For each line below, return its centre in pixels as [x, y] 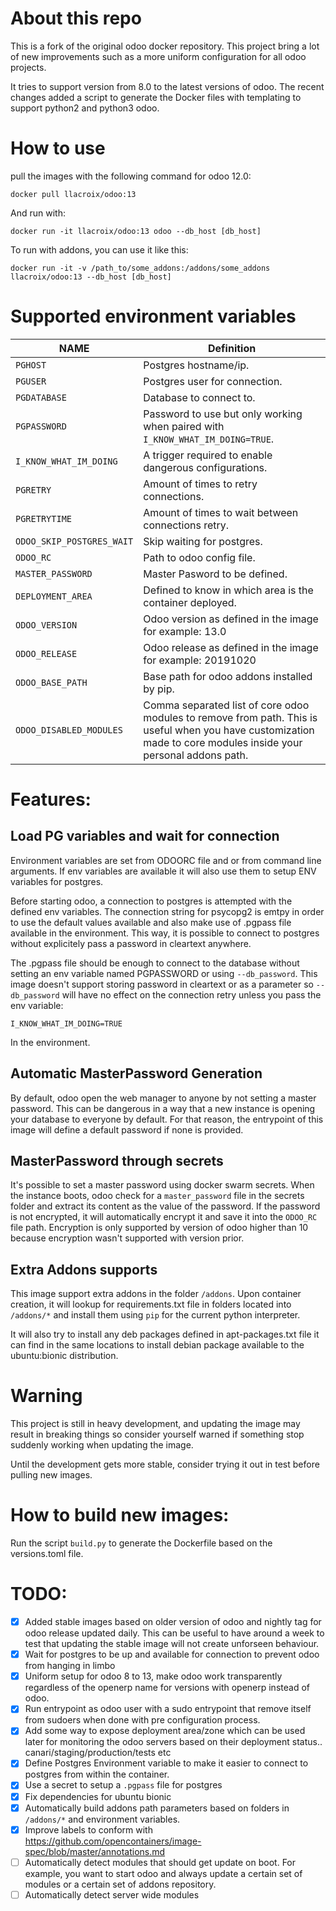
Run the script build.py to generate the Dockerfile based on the [141, 1543]
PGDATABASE [41, 397]
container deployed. [190, 602]
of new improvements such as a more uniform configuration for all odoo [158, 56]
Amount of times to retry [200, 484]
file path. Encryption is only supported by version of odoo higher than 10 [159, 1228]
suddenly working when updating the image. [102, 1445]
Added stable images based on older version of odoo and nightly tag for [173, 1622]
